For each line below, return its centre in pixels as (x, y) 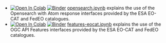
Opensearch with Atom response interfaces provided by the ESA (79, 13)
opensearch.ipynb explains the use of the (111, 8)
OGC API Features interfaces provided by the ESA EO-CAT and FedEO (84, 30)
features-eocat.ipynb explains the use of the (114, 24)
